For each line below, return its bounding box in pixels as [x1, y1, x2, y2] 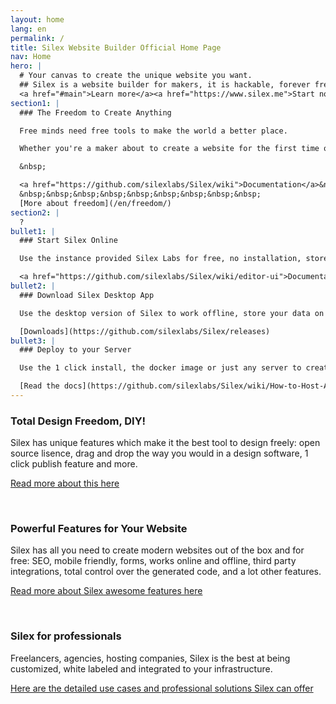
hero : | [10, 61, 43, 71]
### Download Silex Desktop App [19, 290, 155, 300]
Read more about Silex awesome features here [10, 585, 203, 597]
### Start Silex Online [19, 236, 118, 246]
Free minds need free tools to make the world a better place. [19, 126, 288, 136]
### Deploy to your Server [19, 345, 132, 355]
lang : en [10, 24, 47, 34]
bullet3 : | [10, 336, 56, 346]
